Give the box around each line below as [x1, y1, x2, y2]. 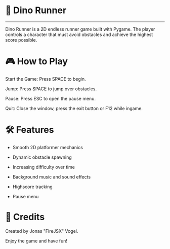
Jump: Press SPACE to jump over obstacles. [5, 86, 97, 92]
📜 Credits [5, 211, 45, 223]
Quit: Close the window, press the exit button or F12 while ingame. [5, 105, 143, 111]
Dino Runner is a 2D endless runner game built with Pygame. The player [5, 26, 155, 32]
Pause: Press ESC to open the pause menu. [5, 95, 96, 101]
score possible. [5, 37, 37, 43]
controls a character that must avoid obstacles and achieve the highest [5, 31, 153, 38]
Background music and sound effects [12, 173, 91, 180]
